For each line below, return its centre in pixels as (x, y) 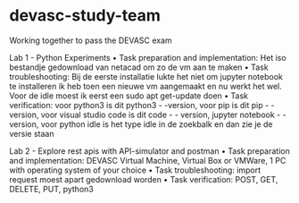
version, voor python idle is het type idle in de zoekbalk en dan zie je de (141, 124)
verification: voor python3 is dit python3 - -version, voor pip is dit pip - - (142, 105)
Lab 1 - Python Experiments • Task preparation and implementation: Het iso (148, 57)
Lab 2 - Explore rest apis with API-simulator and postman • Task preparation (149, 151)
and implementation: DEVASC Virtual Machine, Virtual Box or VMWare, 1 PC (148, 160)
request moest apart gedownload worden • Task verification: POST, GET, (144, 179)
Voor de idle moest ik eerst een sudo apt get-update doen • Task (129, 96)
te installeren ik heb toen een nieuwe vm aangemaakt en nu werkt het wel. (146, 86)
